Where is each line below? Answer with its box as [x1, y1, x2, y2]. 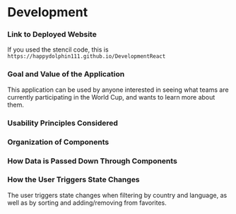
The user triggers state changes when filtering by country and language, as [7, 191, 228, 199]
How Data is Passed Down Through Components [7, 156, 178, 166]
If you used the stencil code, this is [7, 45, 109, 54]
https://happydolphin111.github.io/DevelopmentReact [7, 53, 166, 60]
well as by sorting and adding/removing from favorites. [7, 198, 167, 207]
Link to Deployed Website [7, 30, 97, 40]
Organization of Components [7, 137, 110, 147]
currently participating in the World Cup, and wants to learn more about [7, 93, 216, 101]
